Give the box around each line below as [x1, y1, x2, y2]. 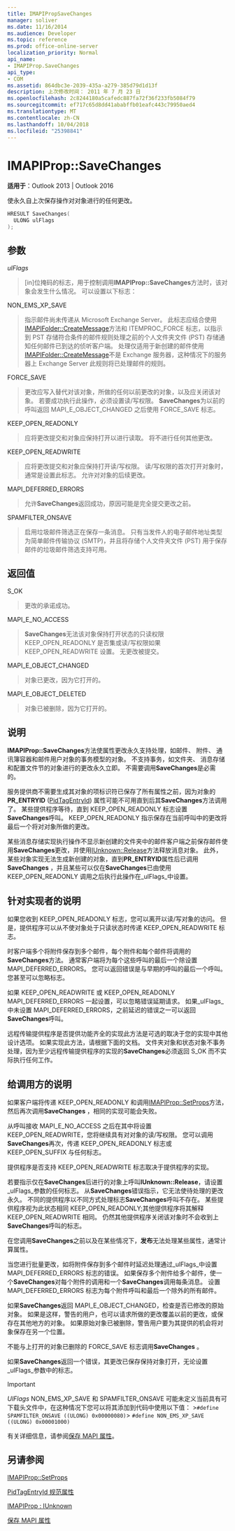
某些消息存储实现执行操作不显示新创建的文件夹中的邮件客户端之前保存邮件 [7, 838, 222, 846]
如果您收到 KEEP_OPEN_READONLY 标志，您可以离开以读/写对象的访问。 [7, 915, 219, 923]
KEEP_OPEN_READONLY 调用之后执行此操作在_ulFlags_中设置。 [7, 873, 192, 881]
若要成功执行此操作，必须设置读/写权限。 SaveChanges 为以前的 [38, 396, 225, 405]
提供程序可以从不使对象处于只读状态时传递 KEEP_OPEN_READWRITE [19, 924, 218, 932]
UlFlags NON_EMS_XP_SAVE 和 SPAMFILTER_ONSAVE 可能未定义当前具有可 [7, 1394, 227, 1403]
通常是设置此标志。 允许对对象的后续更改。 [24, 471, 149, 479]
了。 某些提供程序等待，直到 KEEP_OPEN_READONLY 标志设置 [7, 805, 187, 813]
